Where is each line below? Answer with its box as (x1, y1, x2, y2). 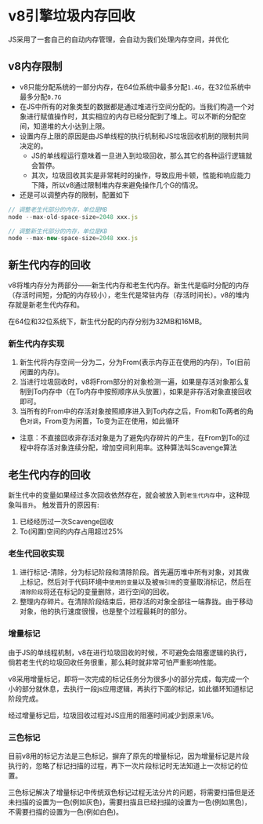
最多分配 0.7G (19, 92, 62, 101)
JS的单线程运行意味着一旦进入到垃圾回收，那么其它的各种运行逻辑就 (31, 151, 253, 160)
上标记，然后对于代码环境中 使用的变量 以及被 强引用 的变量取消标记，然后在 (19, 578, 252, 587)
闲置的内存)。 (19, 367, 64, 377)
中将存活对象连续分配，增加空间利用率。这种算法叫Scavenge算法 (26, 443, 237, 452)
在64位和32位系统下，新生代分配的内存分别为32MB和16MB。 (8, 317, 207, 326)
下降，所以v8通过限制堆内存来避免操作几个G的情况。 (31, 180, 203, 189)
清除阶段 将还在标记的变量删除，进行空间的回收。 (19, 587, 174, 596)
